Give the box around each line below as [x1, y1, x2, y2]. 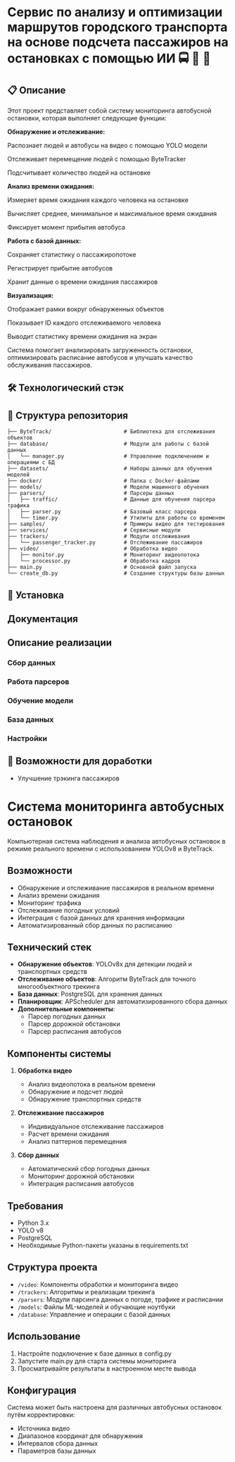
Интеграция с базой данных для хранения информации [17, 913, 185, 922]
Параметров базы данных [17, 1447, 96, 1455]
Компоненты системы [7, 1047, 111, 1060]
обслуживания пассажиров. [7, 361, 93, 369]
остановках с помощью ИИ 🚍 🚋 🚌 [7, 51, 211, 67]
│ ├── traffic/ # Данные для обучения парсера [7, 496, 216, 504]
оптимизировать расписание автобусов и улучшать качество [7, 354, 193, 361]
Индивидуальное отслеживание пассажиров [27, 1123, 164, 1131]
